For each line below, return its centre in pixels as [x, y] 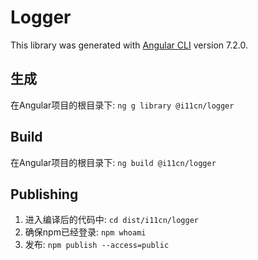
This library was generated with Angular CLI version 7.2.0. [129, 45]
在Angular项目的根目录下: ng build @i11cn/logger [113, 162]
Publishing [44, 194]
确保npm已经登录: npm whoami [85, 232]
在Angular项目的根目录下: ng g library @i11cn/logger [122, 105]
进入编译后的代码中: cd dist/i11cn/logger [111, 220]
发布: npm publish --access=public [97, 245]
